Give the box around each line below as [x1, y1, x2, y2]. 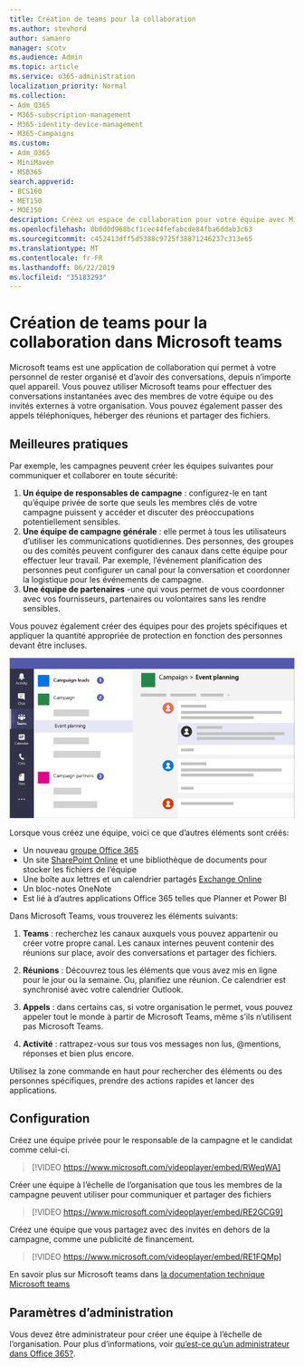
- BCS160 [9, 187, 43, 196]
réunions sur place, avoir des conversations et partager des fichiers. [22, 947, 278, 958]
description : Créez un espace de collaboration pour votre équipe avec [9, 216, 285, 225]
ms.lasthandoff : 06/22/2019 [9, 263, 116, 272]
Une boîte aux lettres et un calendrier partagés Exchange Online [22, 873, 262, 884]
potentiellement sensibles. [22, 516, 121, 527]
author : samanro [9, 34, 71, 43]
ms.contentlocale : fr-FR [9, 254, 103, 263]
